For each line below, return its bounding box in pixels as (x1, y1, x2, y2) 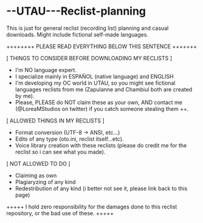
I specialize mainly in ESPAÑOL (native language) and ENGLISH (15, 73, 174, 80)
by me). (15, 92, 35, 99)
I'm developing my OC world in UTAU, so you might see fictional (15, 79, 176, 87)
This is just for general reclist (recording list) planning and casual (6, 24, 169, 32)
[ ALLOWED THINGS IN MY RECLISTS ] (6, 117, 105, 124)
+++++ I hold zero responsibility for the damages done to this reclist (6, 203, 177, 210)
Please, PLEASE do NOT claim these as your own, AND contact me (15, 99, 183, 106)
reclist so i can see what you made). (15, 148, 106, 155)
